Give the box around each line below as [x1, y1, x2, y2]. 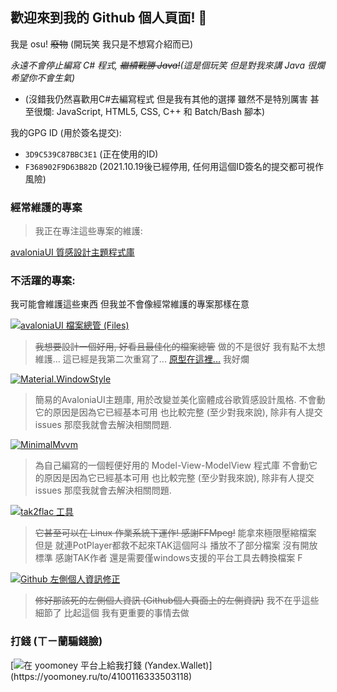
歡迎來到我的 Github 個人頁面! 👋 [10, 9, 208, 27]
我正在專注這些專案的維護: [34, 225, 143, 237]
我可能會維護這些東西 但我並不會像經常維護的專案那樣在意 [10, 298, 250, 310]
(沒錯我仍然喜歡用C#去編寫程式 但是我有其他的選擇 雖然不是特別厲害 [24, 93, 308, 105]
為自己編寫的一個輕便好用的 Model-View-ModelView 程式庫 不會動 [34, 459, 309, 472]
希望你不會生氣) [10, 71, 76, 83]
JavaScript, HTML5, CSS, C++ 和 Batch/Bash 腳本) [56, 105, 266, 117]
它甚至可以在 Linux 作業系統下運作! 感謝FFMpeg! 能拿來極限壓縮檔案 [34, 527, 317, 539]
